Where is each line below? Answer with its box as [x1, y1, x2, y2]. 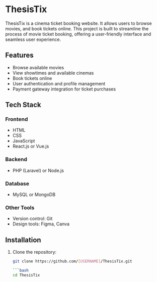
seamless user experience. [5, 36, 61, 42]
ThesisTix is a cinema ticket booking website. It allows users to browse [5, 20, 152, 26]
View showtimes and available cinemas [12, 70, 94, 76]
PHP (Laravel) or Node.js [12, 167, 64, 173]
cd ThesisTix [12, 272, 40, 277]
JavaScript [12, 138, 35, 144]
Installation [5, 236, 41, 244]
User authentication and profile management [12, 80, 106, 86]
